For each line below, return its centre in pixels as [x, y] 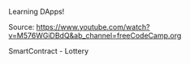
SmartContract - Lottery [49, 51]
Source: [22, 27]
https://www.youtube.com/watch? [93, 27]
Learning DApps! [37, 12]
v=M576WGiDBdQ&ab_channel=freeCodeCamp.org [95, 36]
